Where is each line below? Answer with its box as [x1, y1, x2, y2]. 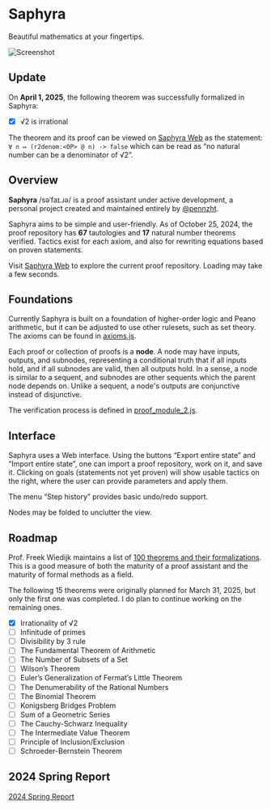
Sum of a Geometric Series [19, 709, 111, 719]
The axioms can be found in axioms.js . [8, 331, 137, 341]
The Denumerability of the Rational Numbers [19, 682, 169, 692]
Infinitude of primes [19, 628, 87, 637]
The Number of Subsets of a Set [19, 654, 128, 664]
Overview [8, 173, 59, 187]
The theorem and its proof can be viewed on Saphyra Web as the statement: [8, 133, 263, 142]
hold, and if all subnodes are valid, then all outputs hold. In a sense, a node [8, 364, 257, 374]
